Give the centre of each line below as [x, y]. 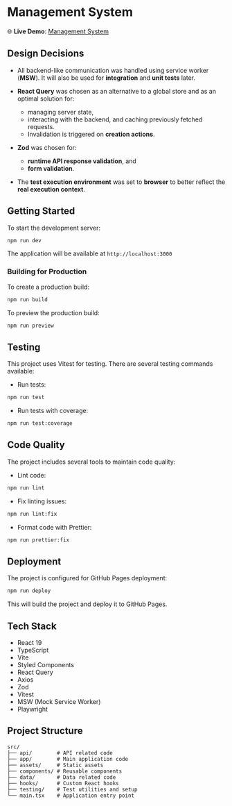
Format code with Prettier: [54, 527]
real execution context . [51, 189]
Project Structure [45, 731]
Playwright [33, 709]
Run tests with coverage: [53, 411]
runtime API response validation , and [82, 161]
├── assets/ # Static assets [55, 765]
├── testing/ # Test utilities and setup [72, 789]
